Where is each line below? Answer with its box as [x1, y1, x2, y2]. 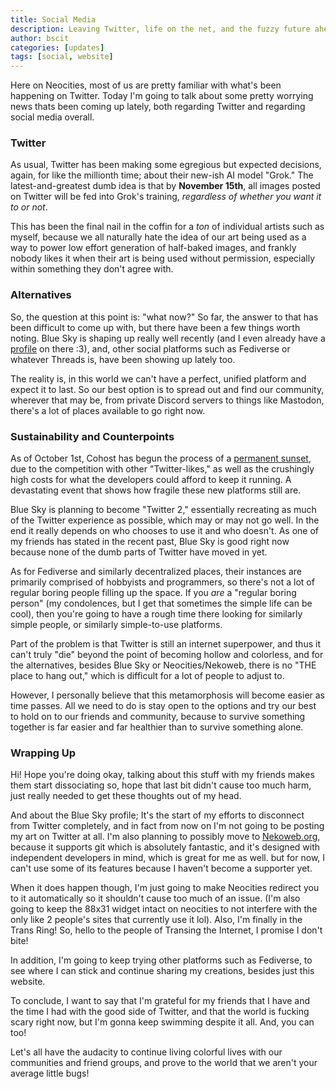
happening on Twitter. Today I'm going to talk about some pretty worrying [10, 90, 314, 102]
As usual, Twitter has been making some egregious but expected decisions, [10, 159, 322, 171]
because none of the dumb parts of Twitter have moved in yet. [10, 546, 268, 558]
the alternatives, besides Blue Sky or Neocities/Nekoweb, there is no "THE [10, 659, 317, 671]
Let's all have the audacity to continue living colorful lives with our [10, 1046, 283, 1058]
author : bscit [10, 33, 70, 43]
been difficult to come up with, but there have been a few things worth [10, 321, 301, 333]
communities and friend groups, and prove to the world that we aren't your [10, 1057, 318, 1069]
